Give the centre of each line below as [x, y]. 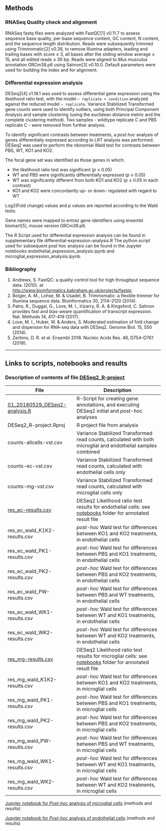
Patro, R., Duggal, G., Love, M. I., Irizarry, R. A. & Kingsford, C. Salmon [83, 306]
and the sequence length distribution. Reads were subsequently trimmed [79, 44]
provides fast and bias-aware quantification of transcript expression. [82, 312]
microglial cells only [99, 492]
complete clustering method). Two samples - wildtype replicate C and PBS [81, 120]
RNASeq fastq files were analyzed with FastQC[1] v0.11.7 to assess [73, 33]
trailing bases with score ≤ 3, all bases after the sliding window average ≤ [80, 54]
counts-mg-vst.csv [31, 486]
